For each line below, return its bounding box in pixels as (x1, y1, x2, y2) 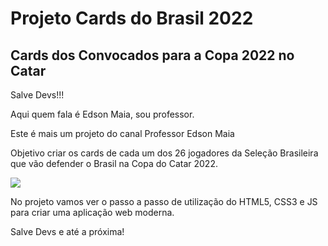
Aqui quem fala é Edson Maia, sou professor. (10, 108, 195, 120)
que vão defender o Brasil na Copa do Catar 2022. (10, 158, 218, 169)
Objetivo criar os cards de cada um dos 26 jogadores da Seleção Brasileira (10, 147, 319, 159)
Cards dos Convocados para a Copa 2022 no (10, 47, 295, 64)
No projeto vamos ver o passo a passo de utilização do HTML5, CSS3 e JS (10, 196, 318, 207)
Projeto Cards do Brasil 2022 (10, 7, 254, 30)
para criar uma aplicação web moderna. (10, 207, 175, 218)
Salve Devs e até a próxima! (10, 226, 125, 237)
